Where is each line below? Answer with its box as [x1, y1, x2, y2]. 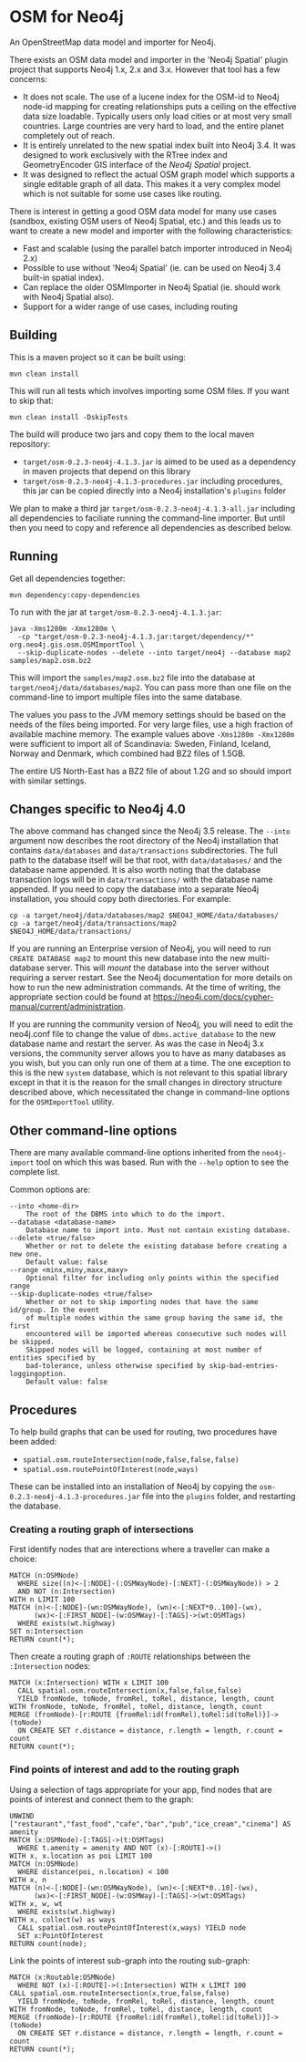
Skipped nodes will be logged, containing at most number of [25, 1345, 262, 1355]
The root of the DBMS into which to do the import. [25, 1210, 226, 1219]
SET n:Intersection [9, 1627, 84, 1636]
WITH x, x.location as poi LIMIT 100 [9, 1851, 153, 1860]
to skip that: [9, 395, 55, 406]
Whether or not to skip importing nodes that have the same [25, 1298, 259, 1307]
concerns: [9, 73, 48, 84]
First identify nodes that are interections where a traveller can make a [9, 1544, 270, 1555]
